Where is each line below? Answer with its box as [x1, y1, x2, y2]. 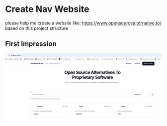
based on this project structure [5, 25, 69, 31]
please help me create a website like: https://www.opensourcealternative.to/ [5, 20, 162, 26]
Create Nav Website [5, 3, 89, 15]
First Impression [5, 40, 57, 48]
